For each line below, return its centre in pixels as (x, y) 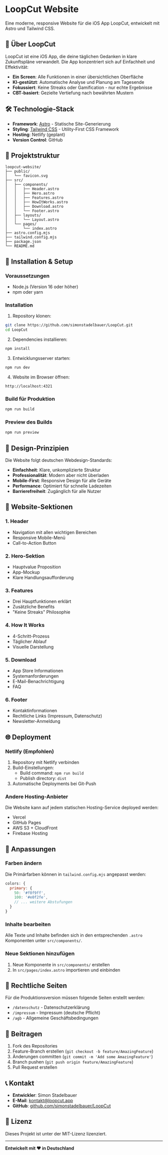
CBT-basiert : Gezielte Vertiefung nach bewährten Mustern (73, 93)
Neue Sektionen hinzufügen (40, 954)
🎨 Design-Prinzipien (37, 448)
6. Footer (16, 700)
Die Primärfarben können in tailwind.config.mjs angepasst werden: (76, 874)
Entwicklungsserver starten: (41, 358)
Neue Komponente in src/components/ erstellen (61, 964)
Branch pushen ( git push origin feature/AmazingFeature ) (73, 1062)
